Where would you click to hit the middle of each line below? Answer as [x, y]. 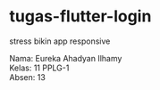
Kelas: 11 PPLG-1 [39, 68]
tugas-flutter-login [80, 16]
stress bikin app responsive [60, 41]
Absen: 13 [28, 77]
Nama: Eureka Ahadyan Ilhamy [66, 58]
